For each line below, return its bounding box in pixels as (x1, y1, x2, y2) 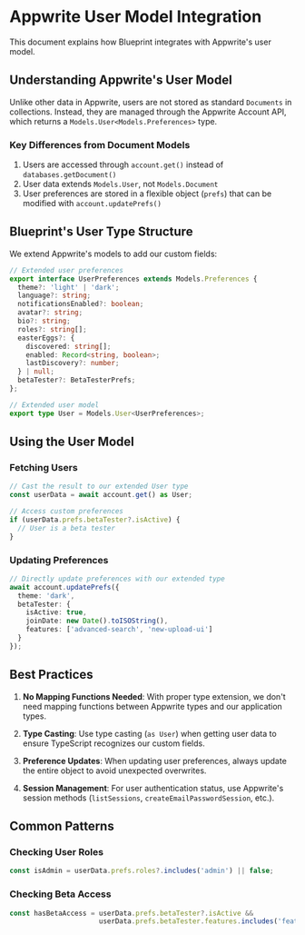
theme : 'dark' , (17, 591, 75, 601)
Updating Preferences (9, 553, 109, 566)
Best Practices (9, 667, 93, 682)
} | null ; (17, 367, 54, 376)
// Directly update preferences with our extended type (9, 574, 225, 583)
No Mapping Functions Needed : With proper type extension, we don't (22, 691, 286, 701)
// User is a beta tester (17, 523, 116, 532)
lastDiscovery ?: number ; (25, 359, 120, 368)
